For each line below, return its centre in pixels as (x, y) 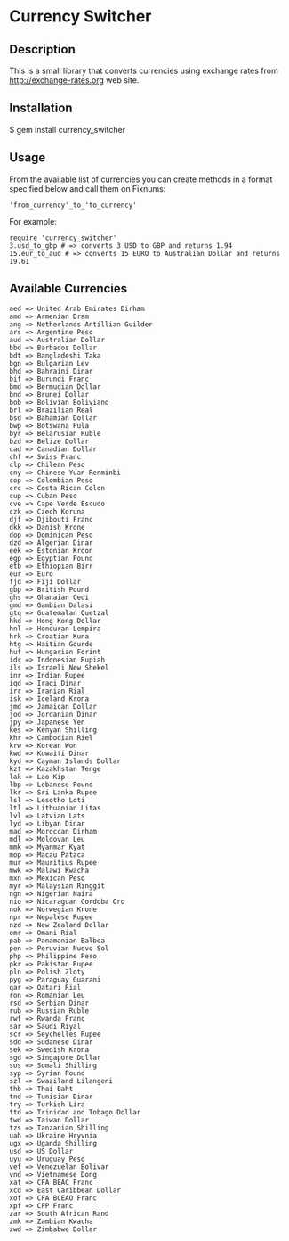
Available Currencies (68, 288)
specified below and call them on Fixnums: (88, 188)
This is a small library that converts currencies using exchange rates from (144, 70)
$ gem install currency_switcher (68, 129)
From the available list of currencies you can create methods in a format (141, 179)
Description (42, 49)
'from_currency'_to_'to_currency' (73, 205)
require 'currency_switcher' (63, 238)
